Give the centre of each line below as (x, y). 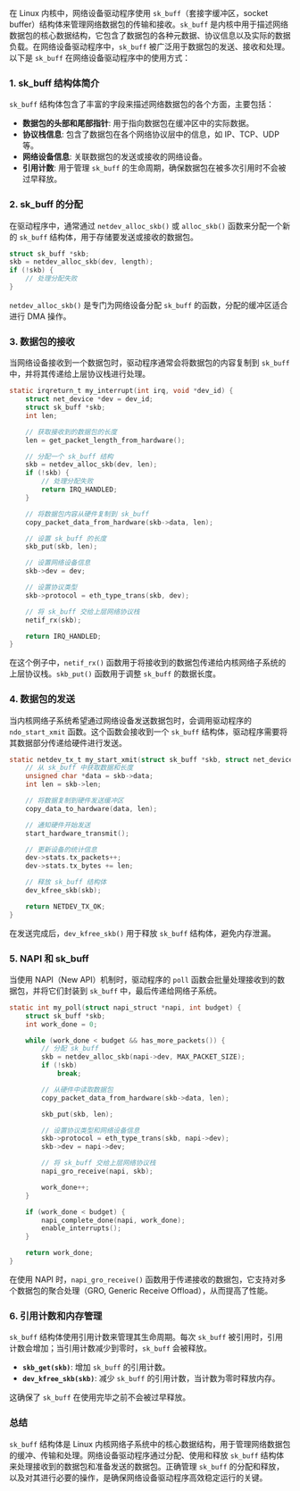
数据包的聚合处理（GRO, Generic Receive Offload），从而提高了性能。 (145, 1290)
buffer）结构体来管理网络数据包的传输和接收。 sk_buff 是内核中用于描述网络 (149, 24)
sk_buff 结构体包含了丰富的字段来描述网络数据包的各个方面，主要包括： (142, 105)
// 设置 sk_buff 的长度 (66, 539)
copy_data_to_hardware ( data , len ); (92, 808)
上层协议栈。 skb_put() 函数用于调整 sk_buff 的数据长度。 (115, 674)
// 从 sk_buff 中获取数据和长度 (79, 768)
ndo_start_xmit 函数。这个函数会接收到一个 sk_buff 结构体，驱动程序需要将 (149, 732)
